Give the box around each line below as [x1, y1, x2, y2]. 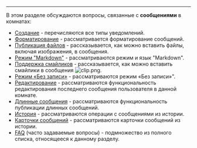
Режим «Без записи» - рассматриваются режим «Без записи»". [14, 73, 176, 80]
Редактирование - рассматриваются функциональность [14, 79, 157, 86]
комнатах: [6, 18, 32, 25]
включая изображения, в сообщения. [14, 48, 109, 55]
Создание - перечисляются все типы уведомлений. [14, 29, 145, 36]
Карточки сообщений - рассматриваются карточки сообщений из [14, 117, 181, 123]
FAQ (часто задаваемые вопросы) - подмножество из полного [14, 129, 172, 136]
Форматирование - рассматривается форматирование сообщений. [14, 36, 185, 42]
